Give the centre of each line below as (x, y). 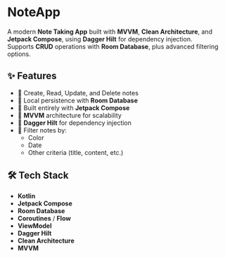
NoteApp (34, 12)
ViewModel (34, 226)
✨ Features (32, 76)
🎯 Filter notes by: (42, 130)
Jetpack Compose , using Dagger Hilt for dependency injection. (100, 39)
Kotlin (26, 196)
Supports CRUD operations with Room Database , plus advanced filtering (113, 46)
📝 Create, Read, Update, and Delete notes (78, 93)
